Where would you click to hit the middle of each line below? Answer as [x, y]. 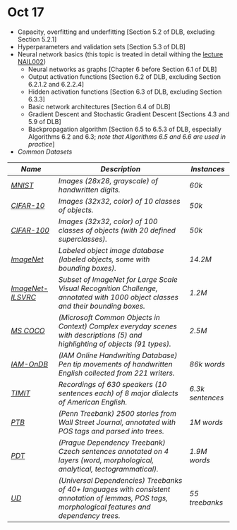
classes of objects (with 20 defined [117, 230]
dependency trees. [90, 515]
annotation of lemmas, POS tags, [113, 498]
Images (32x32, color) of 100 [108, 221]
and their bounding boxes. [102, 306]
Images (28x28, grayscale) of [108, 180]
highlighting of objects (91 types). [115, 344]
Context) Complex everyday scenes [118, 326]
